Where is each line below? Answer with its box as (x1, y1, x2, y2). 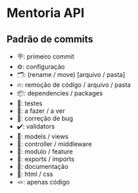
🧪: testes (16, 99, 43, 107)
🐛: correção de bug (16, 115, 73, 122)
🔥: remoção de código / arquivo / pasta (16, 81, 131, 89)
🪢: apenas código (16, 178, 70, 186)
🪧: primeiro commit (16, 52, 75, 61)
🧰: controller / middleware (16, 140, 92, 148)
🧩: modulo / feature (16, 147, 73, 156)
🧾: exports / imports (16, 155, 75, 163)
